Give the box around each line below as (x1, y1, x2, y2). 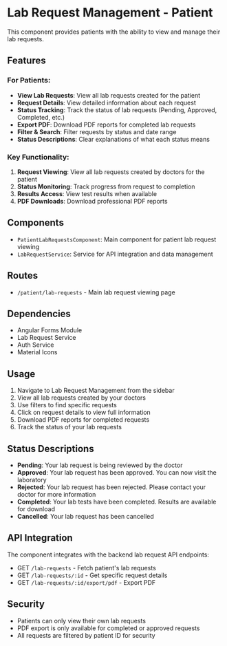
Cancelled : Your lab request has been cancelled (17, 512, 155, 520)
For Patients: (7, 76, 51, 85)
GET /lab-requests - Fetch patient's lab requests (17, 563, 156, 572)
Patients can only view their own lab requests (17, 616, 147, 625)
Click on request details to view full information (17, 408, 151, 417)
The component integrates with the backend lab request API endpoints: (7, 550, 210, 559)
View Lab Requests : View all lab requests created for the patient (17, 91, 201, 99)
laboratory (17, 475, 47, 484)
